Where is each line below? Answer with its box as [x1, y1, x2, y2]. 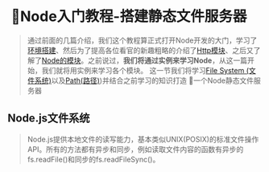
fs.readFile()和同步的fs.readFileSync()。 [27, 154, 160, 164]
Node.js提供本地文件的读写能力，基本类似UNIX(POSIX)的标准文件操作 [27, 134, 259, 144]
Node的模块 [41, 55, 81, 65]
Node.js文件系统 [7, 112, 90, 125]
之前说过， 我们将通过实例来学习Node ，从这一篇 [87, 55, 247, 65]
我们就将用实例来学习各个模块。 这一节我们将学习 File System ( [41, 65, 250, 75]
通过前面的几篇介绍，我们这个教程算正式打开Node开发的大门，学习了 [27, 35, 258, 45]
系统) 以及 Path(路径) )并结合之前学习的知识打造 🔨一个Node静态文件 [34, 76, 255, 85]
